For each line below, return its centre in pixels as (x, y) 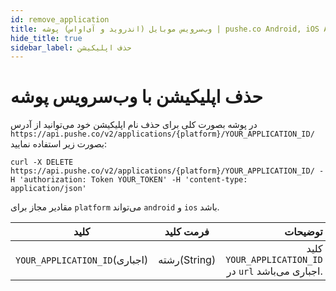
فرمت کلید (187, 232)
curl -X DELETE (42, 162)
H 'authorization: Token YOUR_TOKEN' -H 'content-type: (129, 180)
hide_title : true (46, 38)
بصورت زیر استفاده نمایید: (58, 144)
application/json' (48, 189)
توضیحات (303, 232)
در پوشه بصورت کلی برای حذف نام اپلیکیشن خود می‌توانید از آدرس (134, 125)
